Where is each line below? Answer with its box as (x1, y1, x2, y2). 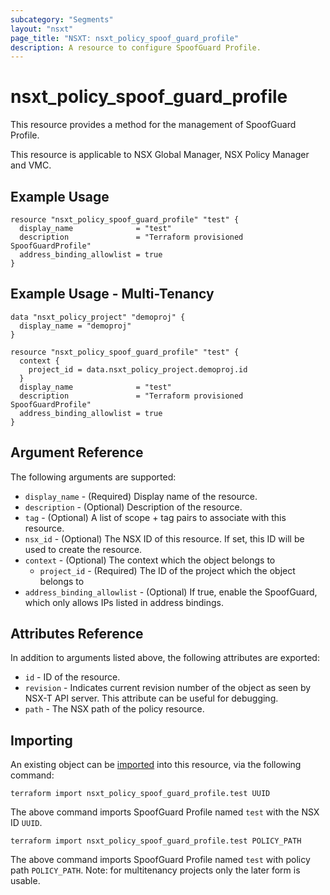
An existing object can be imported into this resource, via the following (10, 759, 302, 771)
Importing (10, 732, 73, 749)
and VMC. (10, 159, 52, 171)
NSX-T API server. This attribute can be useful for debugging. (24, 692, 279, 705)
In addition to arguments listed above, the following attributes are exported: (10, 652, 320, 664)
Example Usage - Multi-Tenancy (10, 286, 215, 303)
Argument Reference (10, 444, 144, 461)
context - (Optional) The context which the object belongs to (24, 554, 276, 566)
